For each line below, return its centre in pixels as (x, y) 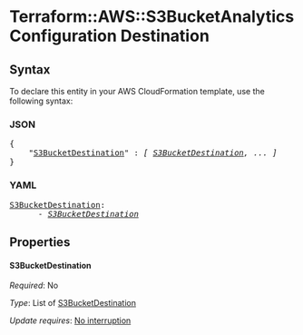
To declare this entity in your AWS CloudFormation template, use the (137, 91)
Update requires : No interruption (70, 320)
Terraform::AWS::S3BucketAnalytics (152, 17)
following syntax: (41, 101)
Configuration (64, 36)
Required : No (34, 286)
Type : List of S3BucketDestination (73, 303)
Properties (40, 242)
